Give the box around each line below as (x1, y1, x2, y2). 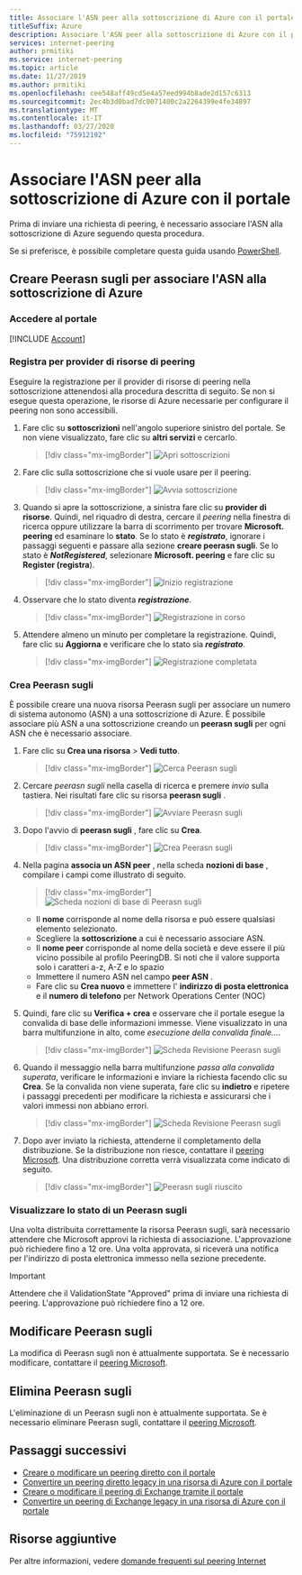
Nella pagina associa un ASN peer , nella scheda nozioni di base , (22, 860, 269, 871)
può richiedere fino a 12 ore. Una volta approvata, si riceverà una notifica (9, 1243, 280, 1254)
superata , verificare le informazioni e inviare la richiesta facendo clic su (22, 1072, 288, 1083)
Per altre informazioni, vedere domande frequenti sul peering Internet (9, 1555, 267, 1566)
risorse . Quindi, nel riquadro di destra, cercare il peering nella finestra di (22, 511, 290, 522)
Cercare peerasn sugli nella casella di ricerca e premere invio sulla (22, 781, 270, 792)
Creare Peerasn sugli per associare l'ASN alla (9, 271, 267, 287)
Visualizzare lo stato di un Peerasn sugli (9, 1204, 187, 1217)
